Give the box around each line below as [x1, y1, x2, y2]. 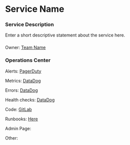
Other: [5, 135, 18, 141]
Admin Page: [5, 125, 31, 131]
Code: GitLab [5, 106, 32, 112]
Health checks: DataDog [5, 97, 55, 103]
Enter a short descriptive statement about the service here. [5, 32, 125, 38]
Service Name [5, 3, 64, 15]
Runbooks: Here [5, 116, 38, 122]
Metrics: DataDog [5, 77, 41, 83]
